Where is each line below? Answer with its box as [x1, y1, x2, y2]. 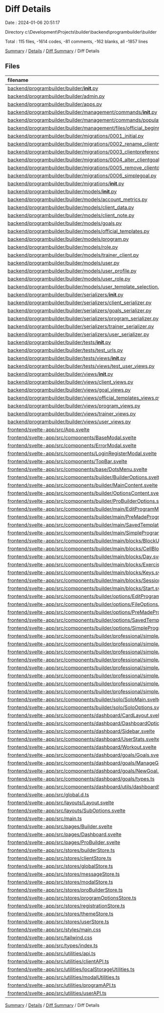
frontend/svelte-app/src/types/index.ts [7, 942, 98, 949]
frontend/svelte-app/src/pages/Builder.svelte [7, 823, 113, 830]
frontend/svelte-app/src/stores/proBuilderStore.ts [7, 886, 123, 893]
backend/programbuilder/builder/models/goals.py [7, 220, 122, 227]
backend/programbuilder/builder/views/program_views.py [7, 402, 141, 409]
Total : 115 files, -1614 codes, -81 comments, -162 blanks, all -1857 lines [5, 38, 148, 44]
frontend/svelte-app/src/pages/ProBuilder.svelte [7, 839, 121, 845]
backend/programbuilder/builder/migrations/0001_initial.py [7, 132, 144, 139]
